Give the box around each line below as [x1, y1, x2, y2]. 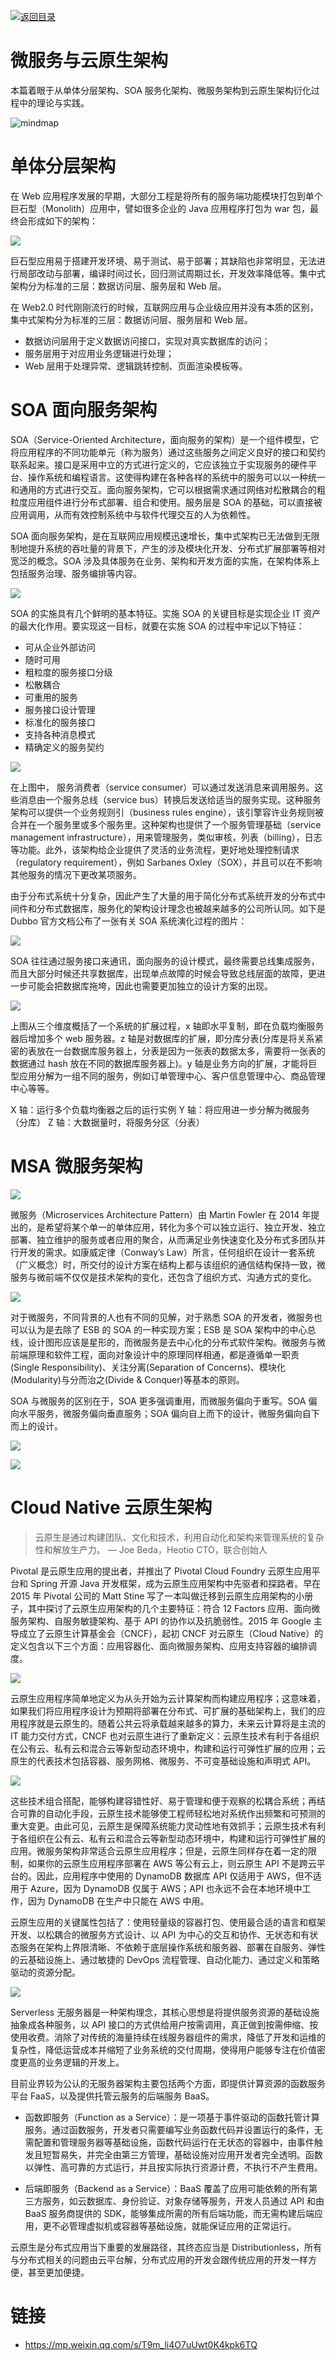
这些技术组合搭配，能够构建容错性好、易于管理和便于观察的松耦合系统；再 [10, 1795, 317, 1807]
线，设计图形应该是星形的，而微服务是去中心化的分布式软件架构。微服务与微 [10, 1336, 326, 1348]
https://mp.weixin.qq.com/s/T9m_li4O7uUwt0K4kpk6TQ [24, 2338, 258, 2350]
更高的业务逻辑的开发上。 [18, 2056, 125, 2068]
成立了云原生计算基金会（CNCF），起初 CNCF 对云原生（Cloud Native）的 [18, 1627, 324, 1639]
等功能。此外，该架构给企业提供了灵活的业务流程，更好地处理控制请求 [10, 843, 300, 855]
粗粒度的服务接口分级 [24, 666, 113, 678]
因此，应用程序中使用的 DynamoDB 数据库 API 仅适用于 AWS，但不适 [36, 1870, 322, 1882]
